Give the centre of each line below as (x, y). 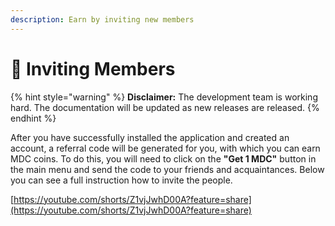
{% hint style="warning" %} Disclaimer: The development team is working (164, 97)
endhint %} (33, 118)
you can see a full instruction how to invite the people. (121, 180)
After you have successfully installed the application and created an (150, 137)
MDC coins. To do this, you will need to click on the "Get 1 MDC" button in (163, 158)
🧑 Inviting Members (93, 68)
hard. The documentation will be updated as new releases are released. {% (165, 107)
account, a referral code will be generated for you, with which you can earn (165, 148)
